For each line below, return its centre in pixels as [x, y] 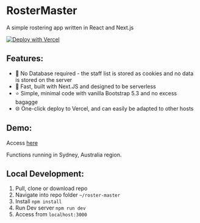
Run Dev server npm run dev [50, 208]
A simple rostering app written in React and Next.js [70, 27]
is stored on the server [44, 79]
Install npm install [38, 202]
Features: [25, 59]
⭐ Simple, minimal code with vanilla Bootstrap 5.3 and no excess [96, 93]
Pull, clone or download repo [51, 188]
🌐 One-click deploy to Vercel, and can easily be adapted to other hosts [104, 108]
